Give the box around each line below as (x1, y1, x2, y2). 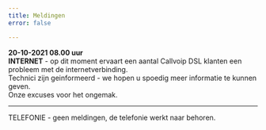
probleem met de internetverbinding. (8, 64, 128, 74)
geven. (8, 81, 31, 91)
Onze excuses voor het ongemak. (8, 90, 118, 99)
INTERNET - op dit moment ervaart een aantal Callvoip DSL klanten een (8, 56, 242, 66)
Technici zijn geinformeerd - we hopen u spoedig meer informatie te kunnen (8, 73, 257, 82)
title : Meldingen (8, 11, 66, 20)
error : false (8, 19, 51, 27)
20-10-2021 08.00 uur (8, 48, 83, 57)
